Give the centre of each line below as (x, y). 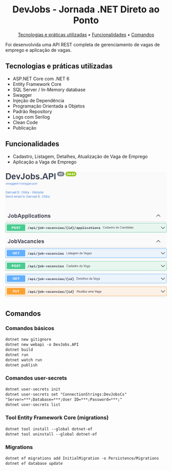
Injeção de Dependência (38, 100)
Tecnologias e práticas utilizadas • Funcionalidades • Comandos (86, 34)
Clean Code (25, 122)
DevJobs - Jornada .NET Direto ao (86, 10)
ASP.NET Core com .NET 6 (41, 79)
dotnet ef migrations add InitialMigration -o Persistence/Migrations (82, 459)
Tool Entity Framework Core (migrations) (57, 418)
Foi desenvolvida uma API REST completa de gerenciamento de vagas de (83, 44)
